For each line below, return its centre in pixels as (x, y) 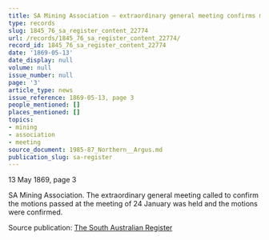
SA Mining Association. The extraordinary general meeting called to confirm (133, 195)
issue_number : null (41, 75)
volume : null (30, 68)
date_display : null (41, 61)
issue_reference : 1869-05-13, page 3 (71, 98)
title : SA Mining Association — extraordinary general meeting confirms (132, 16)
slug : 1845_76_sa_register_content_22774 (78, 30)
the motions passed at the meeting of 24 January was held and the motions (133, 204)
